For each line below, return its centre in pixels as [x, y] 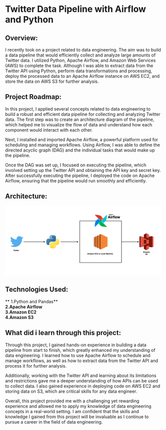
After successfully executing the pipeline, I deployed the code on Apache [80, 175]
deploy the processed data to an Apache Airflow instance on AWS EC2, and [83, 76]
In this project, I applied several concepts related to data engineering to [78, 109]
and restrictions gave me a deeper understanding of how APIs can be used [82, 380]
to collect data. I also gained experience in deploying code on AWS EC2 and [83, 386]
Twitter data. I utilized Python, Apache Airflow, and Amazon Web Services [81, 60]
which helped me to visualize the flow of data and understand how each [79, 124]
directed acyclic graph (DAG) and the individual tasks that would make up [80, 150]
